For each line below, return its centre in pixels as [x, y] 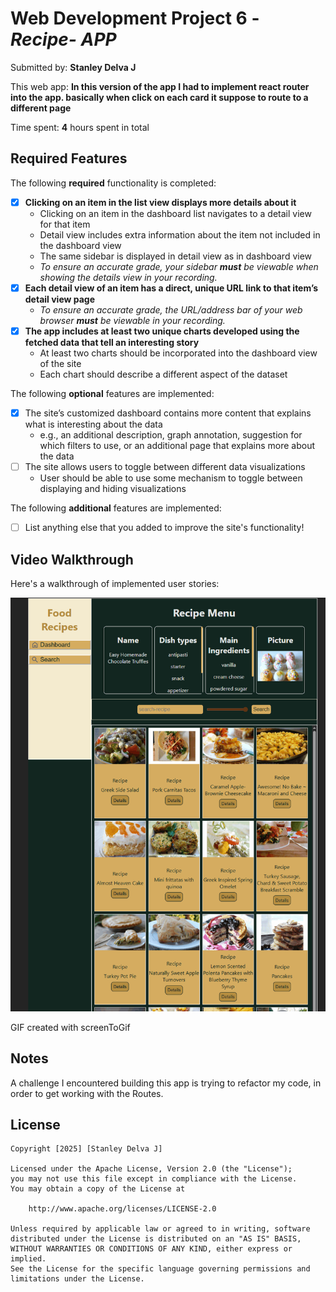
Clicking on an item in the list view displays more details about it [160, 202]
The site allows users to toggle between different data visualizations [165, 466]
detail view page [60, 299]
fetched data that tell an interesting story [112, 342]
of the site [60, 363]
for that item [65, 224]
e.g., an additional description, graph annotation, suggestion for [171, 435]
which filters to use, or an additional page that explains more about [177, 445]
